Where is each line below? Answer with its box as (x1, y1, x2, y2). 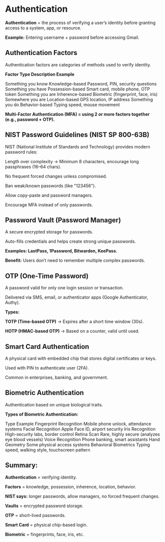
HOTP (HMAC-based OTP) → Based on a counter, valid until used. (5, 328, 140, 334)
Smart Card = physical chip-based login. (5, 522, 88, 528)
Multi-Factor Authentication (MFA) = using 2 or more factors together (5, 111, 150, 117)
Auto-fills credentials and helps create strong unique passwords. (5, 238, 136, 244)
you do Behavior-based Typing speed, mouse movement (5, 102, 120, 108)
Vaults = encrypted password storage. (5, 503, 83, 509)
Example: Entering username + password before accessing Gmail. (5, 34, 139, 40)
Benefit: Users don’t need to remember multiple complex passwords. (5, 257, 145, 263)
